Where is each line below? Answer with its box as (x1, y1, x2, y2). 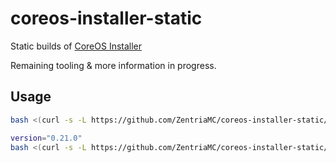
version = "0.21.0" (10, 133, 83, 143)
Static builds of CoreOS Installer (10, 40, 143, 52)
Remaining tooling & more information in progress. (10, 59, 217, 71)
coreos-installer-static (10, 7, 203, 30)
